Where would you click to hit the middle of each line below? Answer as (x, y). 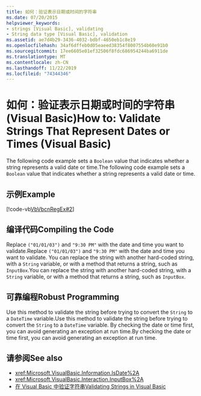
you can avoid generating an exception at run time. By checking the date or (99, 331)
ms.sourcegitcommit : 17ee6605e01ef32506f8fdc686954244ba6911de (87, 51)
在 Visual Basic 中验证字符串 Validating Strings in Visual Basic (91, 386)
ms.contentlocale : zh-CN (37, 62)
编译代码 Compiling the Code (60, 230)
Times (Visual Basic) (59, 144)
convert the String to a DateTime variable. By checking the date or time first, (100, 325)
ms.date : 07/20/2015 (32, 18)
